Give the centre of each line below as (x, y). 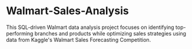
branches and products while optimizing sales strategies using (110, 33)
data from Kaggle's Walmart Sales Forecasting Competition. (79, 40)
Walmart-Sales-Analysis (67, 11)
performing (20, 33)
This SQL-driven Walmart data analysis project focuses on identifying (90, 27)
